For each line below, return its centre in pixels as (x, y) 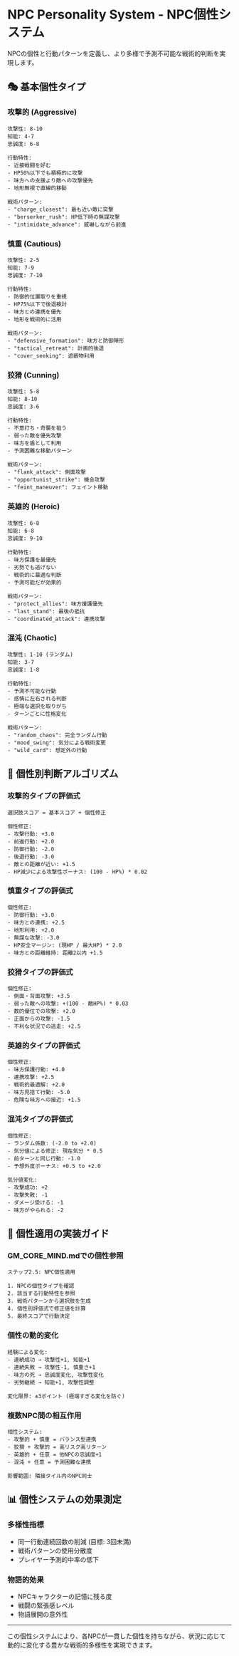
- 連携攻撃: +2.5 (31, 1077)
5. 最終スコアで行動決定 (39, 1316)
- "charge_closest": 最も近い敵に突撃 (60, 209)
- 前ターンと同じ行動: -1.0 (44, 1158)
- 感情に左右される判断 (37, 699)
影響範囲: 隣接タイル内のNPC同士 (50, 1476)
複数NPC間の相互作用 (44, 1415)
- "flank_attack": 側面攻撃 (47, 472)
